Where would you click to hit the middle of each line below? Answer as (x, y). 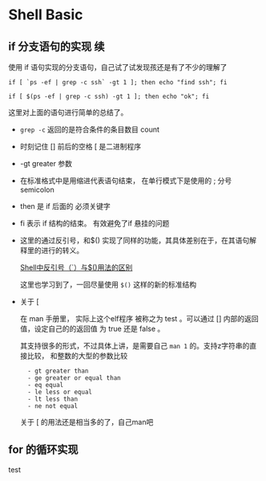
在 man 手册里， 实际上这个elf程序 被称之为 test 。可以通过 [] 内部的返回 (139, 318)
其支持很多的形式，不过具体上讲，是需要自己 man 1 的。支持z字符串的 (135, 346)
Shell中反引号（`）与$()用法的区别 (76, 267)
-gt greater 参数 (46, 163)
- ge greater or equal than (75, 378)
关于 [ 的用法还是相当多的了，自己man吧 (87, 422)
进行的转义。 (62, 250)
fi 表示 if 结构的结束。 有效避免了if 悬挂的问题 (95, 223)
